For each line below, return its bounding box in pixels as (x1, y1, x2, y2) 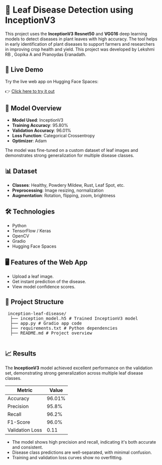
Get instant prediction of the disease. (12, 279, 86, 284)
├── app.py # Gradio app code (10, 321, 82, 326)
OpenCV (12, 233, 30, 239)
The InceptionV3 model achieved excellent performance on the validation (5, 365, 153, 371)
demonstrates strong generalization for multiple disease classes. (5, 152, 134, 158)
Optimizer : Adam (12, 138, 47, 143)
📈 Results (5, 350, 36, 358)
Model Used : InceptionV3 (12, 117, 64, 123)
